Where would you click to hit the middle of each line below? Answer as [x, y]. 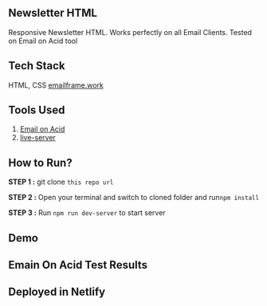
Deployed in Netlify [57, 292]
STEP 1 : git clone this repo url [61, 182]
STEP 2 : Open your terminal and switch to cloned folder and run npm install [134, 198]
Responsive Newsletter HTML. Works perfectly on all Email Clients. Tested [130, 32]
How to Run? [41, 163]
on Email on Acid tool [43, 41]
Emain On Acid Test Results [78, 265]
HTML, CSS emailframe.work [56, 85]
